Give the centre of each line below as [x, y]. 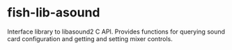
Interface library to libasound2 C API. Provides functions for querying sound [116, 32]
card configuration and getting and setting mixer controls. [90, 38]
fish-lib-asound [54, 13]
